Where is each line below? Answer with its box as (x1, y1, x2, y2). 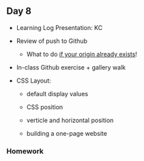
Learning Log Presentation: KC (16, 23, 103, 31)
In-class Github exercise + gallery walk (16, 63, 126, 71)
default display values (26, 89, 89, 98)
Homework (6, 146, 44, 156)
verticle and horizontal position (26, 116, 114, 124)
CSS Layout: (16, 76, 52, 85)
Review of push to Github (16, 37, 88, 45)
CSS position (26, 102, 63, 111)
